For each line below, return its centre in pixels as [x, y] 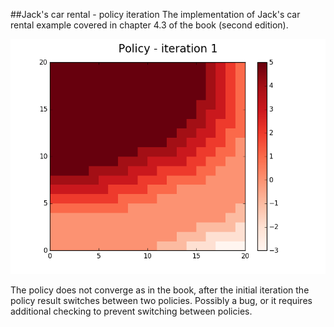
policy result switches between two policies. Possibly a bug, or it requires [161, 301]
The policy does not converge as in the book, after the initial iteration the [160, 290]
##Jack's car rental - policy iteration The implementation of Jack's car [155, 14]
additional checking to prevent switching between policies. [131, 311]
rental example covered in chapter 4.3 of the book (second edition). [149, 25]
